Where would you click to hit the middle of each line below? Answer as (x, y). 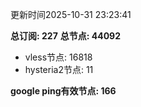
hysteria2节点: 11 (59, 69)
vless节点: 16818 (58, 57)
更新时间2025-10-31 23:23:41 (71, 14)
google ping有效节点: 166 (63, 91)
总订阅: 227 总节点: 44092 (65, 36)
